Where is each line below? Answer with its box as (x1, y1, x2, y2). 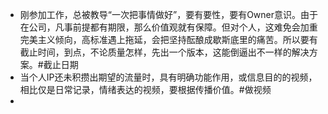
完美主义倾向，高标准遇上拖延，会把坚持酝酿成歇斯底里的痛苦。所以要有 (19, 34, 318, 45)
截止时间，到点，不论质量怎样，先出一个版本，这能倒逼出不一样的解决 (19, 46, 310, 58)
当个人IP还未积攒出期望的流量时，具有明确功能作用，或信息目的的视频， (19, 71, 318, 83)
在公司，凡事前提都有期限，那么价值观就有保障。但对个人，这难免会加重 (19, 21, 318, 33)
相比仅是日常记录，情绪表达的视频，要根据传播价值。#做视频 (19, 84, 272, 95)
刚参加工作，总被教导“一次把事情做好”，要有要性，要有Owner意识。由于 (19, 9, 318, 20)
